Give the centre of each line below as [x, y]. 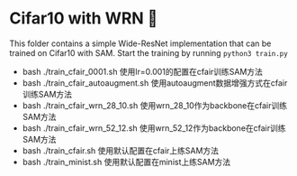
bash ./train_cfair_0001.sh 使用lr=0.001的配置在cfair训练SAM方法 [143, 71]
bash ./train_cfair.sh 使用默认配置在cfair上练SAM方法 [120, 150]
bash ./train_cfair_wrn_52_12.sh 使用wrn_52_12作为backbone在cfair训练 [154, 128]
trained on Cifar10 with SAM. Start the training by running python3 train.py [148, 52]
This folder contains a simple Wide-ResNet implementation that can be [140, 43]
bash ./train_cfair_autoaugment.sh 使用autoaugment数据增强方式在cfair [155, 83]
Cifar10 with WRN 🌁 [84, 19]
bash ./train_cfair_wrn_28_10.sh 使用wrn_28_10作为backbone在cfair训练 [155, 105]
